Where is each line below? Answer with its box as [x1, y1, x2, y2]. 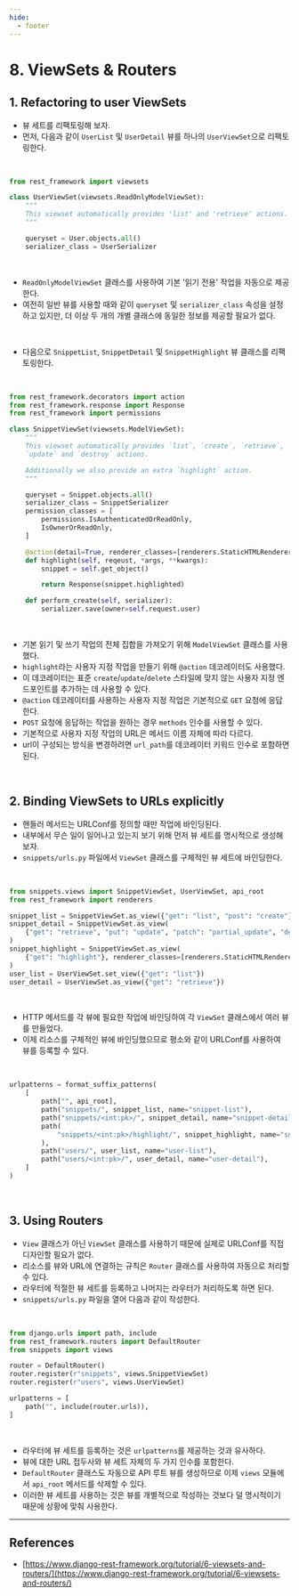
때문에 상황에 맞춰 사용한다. [21, 1501, 118, 1511]
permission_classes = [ [25, 506, 114, 516]
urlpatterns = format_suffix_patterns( [9, 1081, 158, 1090]
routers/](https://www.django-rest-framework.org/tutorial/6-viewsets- [21, 1568, 280, 1579]
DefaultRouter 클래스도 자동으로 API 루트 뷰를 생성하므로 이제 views [21, 1467, 261, 1478]
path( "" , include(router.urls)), [25, 1402, 149, 1411]
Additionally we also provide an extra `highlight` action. [25, 466, 253, 474]
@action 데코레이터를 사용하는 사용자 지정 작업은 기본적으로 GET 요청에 [21, 695, 267, 705]
